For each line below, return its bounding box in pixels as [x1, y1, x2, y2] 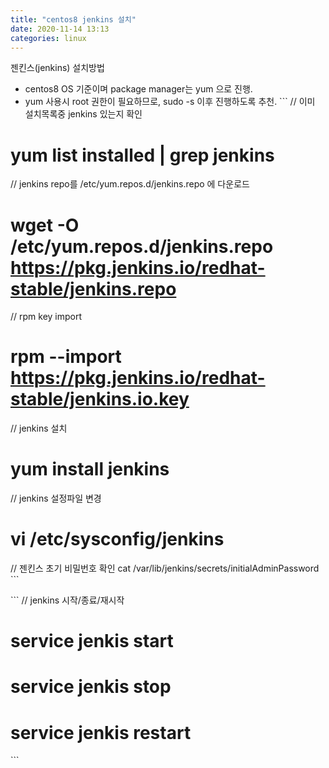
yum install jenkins [10, 458, 170, 481]
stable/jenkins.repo [10, 277, 177, 300]
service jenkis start [10, 630, 174, 653]
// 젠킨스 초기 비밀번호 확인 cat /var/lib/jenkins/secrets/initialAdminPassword [10, 562, 320, 575]
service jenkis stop [10, 676, 172, 698]
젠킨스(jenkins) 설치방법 [10, 62, 105, 74]
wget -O [10, 214, 80, 236]
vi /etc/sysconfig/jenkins [10, 528, 225, 551]
